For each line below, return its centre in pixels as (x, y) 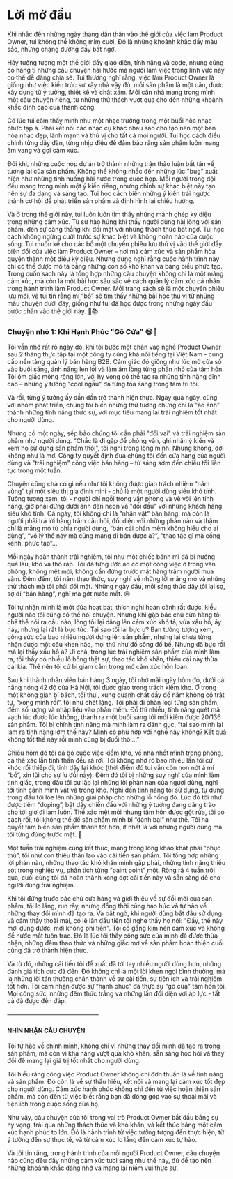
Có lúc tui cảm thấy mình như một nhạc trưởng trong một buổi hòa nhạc (110, 120)
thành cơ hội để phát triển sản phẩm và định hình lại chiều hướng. (101, 201)
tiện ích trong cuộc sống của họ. (54, 1104)
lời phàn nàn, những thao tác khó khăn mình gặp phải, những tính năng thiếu (116, 863)
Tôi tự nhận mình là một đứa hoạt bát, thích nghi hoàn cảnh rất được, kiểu (112, 608)
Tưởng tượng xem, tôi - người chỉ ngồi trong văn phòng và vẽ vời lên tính (111, 499)
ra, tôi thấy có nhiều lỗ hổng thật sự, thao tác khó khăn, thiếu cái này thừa (112, 659)
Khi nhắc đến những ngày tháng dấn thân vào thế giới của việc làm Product (115, 34)
